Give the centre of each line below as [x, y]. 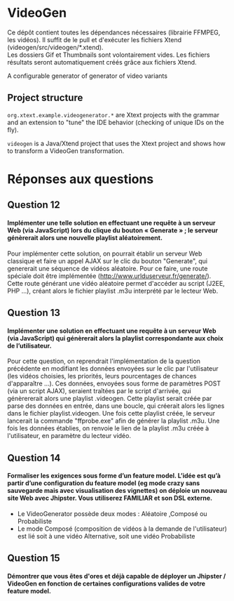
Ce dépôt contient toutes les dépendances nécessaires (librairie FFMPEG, [114, 32]
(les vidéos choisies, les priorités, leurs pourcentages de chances [102, 376]
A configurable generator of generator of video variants [88, 76]
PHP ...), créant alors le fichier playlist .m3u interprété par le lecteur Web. [113, 291]
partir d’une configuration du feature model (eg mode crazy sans [104, 483]
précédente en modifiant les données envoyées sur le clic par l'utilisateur [113, 369]
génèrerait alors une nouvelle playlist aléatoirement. [85, 237]
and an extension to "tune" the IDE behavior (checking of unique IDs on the [116, 122]
